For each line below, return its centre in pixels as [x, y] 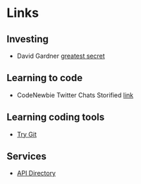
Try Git [26, 134]
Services [27, 157]
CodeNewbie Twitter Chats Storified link [75, 95]
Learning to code [44, 78]
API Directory [36, 173]
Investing [27, 39]
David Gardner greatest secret [61, 56]
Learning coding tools [56, 117]
